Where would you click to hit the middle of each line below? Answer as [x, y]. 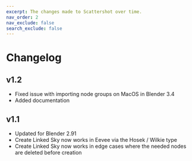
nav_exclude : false [30, 23]
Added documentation [42, 100]
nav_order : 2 [22, 17]
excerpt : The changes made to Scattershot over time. [74, 12]
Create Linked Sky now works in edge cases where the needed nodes [100, 146]
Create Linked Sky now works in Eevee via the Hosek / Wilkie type [96, 140]
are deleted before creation [48, 153]
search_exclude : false [34, 28]
